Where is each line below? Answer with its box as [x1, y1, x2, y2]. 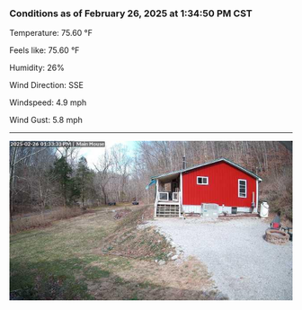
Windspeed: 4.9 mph [9, 97, 87, 108]
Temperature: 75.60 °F [9, 28, 93, 39]
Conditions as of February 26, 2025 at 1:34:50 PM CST [9, 7, 253, 20]
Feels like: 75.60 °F [9, 45, 80, 56]
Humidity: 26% [9, 62, 65, 74]
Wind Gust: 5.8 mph [9, 115, 83, 126]
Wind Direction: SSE [9, 80, 84, 91]
